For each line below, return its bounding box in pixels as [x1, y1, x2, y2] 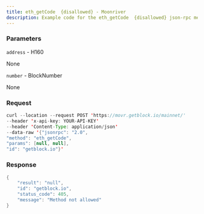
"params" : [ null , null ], [6, 141, 69, 147]
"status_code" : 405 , [17, 192, 69, 198]
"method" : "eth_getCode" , [6, 135, 72, 141]
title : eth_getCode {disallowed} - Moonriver [6, 8, 126, 15]
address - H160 [6, 48, 44, 55]
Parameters [6, 35, 41, 43]
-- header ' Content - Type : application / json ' [6, 124, 118, 130]
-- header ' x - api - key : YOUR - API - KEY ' [6, 118, 99, 124]
